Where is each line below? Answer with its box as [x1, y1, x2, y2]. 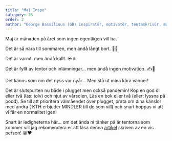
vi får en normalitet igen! [5, 109, 57, 115]
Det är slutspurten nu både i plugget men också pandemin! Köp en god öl [5, 87, 160, 93]
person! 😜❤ [5, 130, 32, 136]
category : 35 [5, 12, 33, 17]
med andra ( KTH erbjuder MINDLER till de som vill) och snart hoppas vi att [5, 104, 163, 110]
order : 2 [5, 17, 24, 22]
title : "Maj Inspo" [5, 7, 47, 13]
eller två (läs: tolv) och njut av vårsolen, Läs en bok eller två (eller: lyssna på [5, 93, 165, 99]
